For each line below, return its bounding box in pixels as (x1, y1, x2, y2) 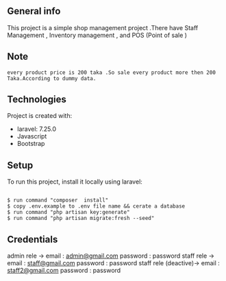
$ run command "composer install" (7, 197, 109, 204)
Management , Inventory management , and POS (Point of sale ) (7, 31, 187, 39)
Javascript (16, 132, 47, 140)
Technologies (7, 94, 67, 106)
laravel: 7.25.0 (16, 125, 57, 133)
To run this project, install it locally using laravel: (7, 178, 142, 186)
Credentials (7, 233, 58, 245)
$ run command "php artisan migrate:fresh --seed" (7, 215, 155, 222)
